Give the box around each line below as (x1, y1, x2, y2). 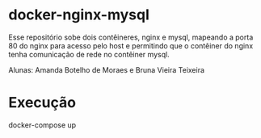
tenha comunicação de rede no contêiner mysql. (8, 49, 170, 59)
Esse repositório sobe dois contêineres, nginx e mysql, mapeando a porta (8, 32, 254, 42)
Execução (8, 94, 77, 112)
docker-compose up (8, 119, 77, 130)
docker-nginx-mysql (8, 6, 149, 24)
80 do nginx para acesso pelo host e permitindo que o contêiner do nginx (8, 40, 254, 50)
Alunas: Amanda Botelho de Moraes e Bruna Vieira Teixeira (8, 65, 204, 74)
